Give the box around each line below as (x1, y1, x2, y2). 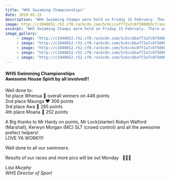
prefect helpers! (5, 129, 39, 135)
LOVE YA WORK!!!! (5, 135, 44, 141)
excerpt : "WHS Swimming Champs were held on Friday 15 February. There (5, 26, 159, 32)
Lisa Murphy (5, 164, 32, 170)
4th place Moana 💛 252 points (5, 109, 68, 115)
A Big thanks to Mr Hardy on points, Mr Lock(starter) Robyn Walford (5, 118, 147, 125)
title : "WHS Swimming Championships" (5, 7, 85, 13)
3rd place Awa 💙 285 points (5, 103, 63, 109)
